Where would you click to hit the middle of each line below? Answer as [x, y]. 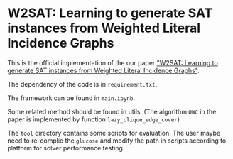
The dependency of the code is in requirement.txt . [82, 84]
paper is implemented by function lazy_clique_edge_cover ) [93, 119]
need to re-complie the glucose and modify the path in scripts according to [117, 141]
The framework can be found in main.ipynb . [71, 98]
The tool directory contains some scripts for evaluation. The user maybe [114, 133]
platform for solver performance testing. [66, 148]
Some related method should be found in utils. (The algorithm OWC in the [112, 111]
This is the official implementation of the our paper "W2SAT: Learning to [113, 62]
